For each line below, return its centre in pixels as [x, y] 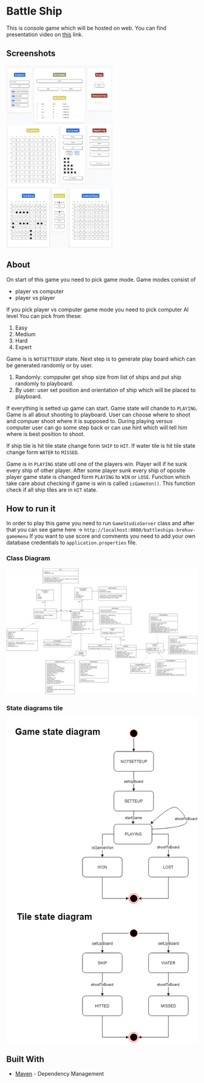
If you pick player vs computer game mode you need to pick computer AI [98, 309]
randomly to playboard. [44, 383]
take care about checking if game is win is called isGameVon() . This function [101, 483]
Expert [23, 347]
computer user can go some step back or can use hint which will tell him [97, 427]
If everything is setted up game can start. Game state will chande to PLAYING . [102, 408]
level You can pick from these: [44, 316]
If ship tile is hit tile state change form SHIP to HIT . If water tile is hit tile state [101, 446]
